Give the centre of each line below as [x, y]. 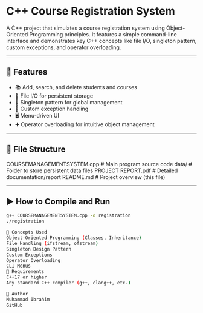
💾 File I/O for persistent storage [54, 96]
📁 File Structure [36, 150]
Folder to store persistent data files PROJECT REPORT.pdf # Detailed [92, 170]
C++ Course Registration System [91, 11]
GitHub [14, 305]
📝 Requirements [25, 272]
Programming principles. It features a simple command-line [103, 34]
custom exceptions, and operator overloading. [64, 47]
